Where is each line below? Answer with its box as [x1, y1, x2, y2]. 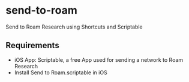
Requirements [5, 40, 59, 51]
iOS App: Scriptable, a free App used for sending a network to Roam [14, 56, 184, 63]
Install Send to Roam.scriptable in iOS [14, 69, 107, 76]
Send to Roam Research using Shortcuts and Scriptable [5, 23, 143, 30]
